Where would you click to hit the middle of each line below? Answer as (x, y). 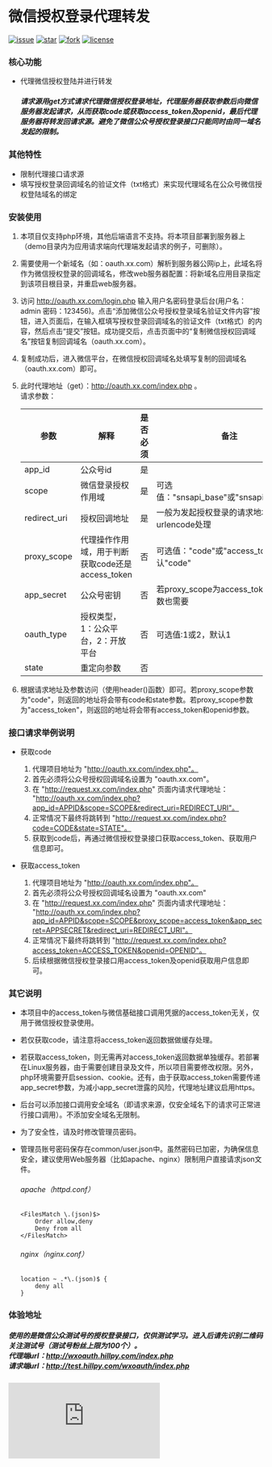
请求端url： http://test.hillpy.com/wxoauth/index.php (99, 1366)
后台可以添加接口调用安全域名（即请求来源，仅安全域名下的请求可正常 (137, 1105)
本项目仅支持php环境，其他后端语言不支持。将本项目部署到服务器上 (133, 236)
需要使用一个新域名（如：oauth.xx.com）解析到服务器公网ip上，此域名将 (141, 263)
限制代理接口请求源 (52, 174)
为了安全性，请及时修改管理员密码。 (80, 1132)
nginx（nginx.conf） (54, 1254)
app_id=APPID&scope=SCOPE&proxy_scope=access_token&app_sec (147, 921)
